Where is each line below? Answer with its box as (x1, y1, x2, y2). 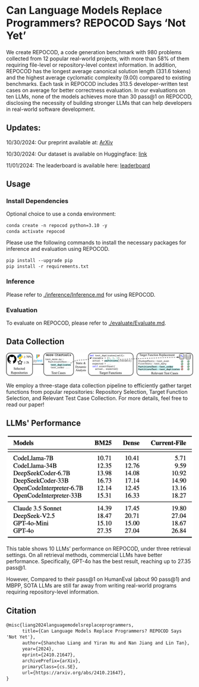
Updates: (6, 123, 41, 133)
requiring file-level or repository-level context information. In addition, (6, 61, 177, 69)
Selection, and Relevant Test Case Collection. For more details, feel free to (6, 394, 188, 402)
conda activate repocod (6, 229, 65, 235)
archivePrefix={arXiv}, (21, 658, 81, 664)
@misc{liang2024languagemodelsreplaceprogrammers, (6, 622, 134, 629)
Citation (6, 605, 37, 615)
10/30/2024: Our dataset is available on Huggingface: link (6, 150, 147, 157)
